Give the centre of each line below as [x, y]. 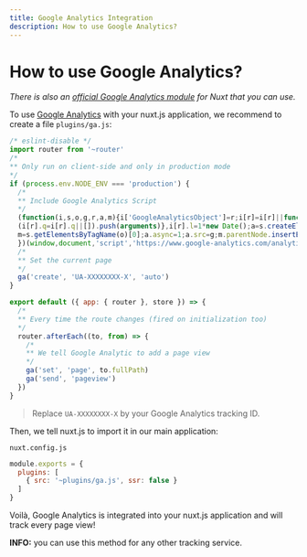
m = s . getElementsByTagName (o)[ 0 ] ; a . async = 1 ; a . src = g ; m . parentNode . [145, 235]
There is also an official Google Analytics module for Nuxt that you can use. [153, 97]
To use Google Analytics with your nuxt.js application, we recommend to [146, 114]
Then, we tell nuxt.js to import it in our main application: [114, 431]
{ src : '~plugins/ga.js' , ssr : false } [102, 481]
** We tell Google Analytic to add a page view [118, 353]
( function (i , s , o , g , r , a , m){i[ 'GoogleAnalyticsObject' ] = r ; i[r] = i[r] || [151, 218]
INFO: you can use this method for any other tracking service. [126, 543]
